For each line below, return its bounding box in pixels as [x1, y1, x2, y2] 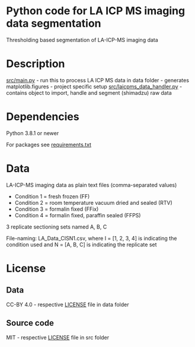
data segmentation [6, 17, 101, 30]
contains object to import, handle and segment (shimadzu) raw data [6, 89, 172, 96]
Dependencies [6, 110, 79, 124]
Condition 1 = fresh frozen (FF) [14, 192, 90, 200]
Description [6, 57, 65, 70]
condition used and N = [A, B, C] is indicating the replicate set [6, 241, 157, 248]
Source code [6, 318, 55, 328]
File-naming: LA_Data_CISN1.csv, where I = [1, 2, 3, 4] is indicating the [6, 234, 177, 242]
